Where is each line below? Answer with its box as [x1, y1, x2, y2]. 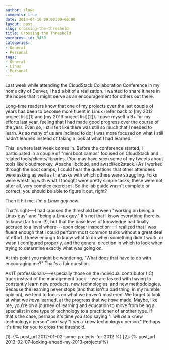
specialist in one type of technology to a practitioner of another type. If [5, 308, 152, 314]
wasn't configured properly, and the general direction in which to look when [5, 240, 163, 246]
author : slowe [5, 7, 35, 13]
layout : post [5, 21, 33, 27]
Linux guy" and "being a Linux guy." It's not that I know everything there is [5, 213, 160, 219]
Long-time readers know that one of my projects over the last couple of [5, 103, 154, 109]
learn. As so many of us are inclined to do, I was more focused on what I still [5, 130, 164, 136]
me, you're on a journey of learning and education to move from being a [5, 302, 155, 309]
